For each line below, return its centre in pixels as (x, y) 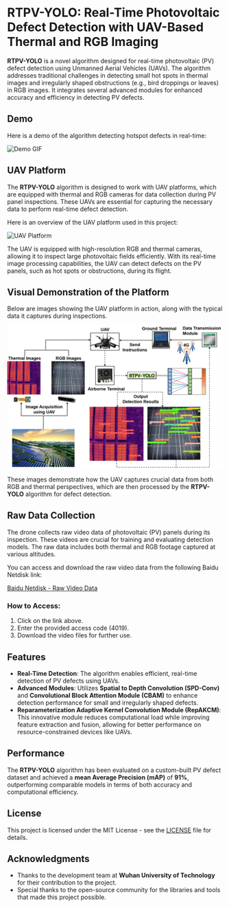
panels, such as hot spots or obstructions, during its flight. (89, 271)
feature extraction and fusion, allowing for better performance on (109, 725)
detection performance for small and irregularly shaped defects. (108, 703)
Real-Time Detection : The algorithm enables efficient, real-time (107, 674)
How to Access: (34, 606)
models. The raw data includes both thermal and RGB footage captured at (111, 547)
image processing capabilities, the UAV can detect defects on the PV (105, 263)
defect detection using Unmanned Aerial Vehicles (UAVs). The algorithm (109, 68)
